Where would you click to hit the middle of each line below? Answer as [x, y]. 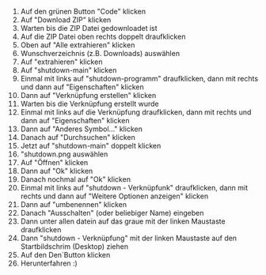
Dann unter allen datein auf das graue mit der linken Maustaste [123, 221]
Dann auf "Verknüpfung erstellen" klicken [88, 95]
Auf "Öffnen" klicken [54, 162]
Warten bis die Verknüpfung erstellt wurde [89, 104]
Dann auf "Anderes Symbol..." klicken [82, 129]
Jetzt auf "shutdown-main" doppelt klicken [91, 146]
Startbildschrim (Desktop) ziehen [74, 247]
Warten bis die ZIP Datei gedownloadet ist [89, 28]
